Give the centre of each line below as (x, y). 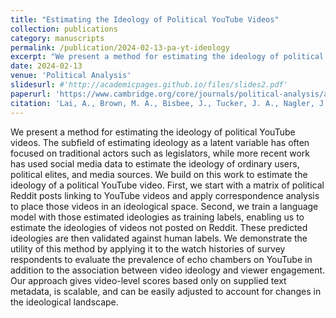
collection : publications (64, 29)
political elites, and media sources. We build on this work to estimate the (159, 174)
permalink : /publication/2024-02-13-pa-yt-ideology (120, 47)
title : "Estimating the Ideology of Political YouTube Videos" (145, 19)
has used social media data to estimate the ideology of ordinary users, (155, 163)
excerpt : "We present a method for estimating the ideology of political (167, 57)
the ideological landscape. (64, 302)
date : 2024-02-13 (46, 66)
